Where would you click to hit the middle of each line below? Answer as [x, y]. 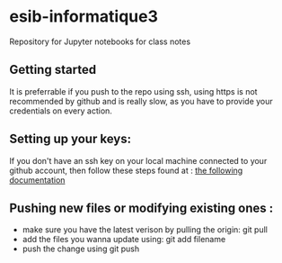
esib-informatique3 [84, 17]
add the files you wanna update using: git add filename [124, 240]
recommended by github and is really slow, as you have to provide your [141, 101]
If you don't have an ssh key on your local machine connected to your [138, 160]
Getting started [53, 70]
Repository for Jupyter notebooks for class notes [100, 41]
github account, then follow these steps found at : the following [126, 170]
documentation [37, 180]
